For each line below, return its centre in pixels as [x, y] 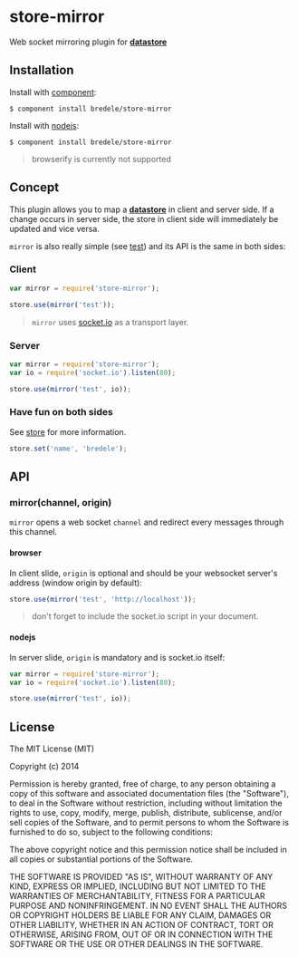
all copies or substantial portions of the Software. [101, 859]
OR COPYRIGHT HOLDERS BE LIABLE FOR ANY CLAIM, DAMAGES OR [140, 915]
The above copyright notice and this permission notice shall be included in [148, 850]
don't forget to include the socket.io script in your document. [145, 616]
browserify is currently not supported [101, 159]
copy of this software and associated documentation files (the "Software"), [149, 794]
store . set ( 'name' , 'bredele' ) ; [68, 449]
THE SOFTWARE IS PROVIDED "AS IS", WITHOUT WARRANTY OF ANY [141, 877]
